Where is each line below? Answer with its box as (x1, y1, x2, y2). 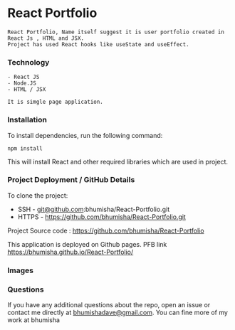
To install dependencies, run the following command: (7, 131, 163, 139)
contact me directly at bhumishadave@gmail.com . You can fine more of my (7, 308, 228, 317)
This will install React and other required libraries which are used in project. (7, 157, 228, 166)
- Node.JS (7, 80, 37, 87)
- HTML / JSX (7, 86, 46, 93)
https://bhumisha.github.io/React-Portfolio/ (7, 247, 134, 256)
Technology (7, 57, 50, 67)
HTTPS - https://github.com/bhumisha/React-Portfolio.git (17, 212, 187, 221)
